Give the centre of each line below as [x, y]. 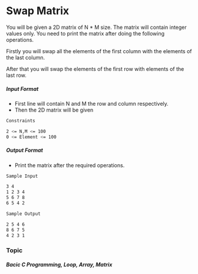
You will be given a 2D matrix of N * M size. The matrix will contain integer [96, 27]
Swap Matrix [38, 11]
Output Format [24, 150]
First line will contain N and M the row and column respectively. [92, 103]
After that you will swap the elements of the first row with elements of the [95, 68]
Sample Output [24, 214]
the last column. [26, 57]
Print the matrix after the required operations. [70, 165]
